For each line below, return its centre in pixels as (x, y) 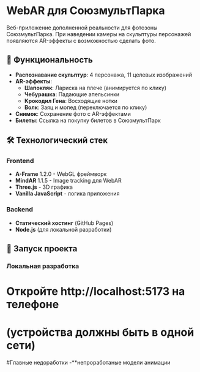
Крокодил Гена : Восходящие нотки (71, 101)
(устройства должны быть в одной (100, 332)
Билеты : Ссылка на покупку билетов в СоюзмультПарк (88, 120)
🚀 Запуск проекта (42, 249)
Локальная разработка (43, 266)
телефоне (33, 305)
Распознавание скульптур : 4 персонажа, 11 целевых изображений (104, 75)
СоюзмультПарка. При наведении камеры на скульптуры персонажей (99, 34)
